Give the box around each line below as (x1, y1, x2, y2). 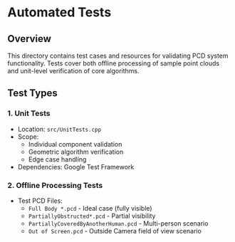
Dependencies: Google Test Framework (17, 162, 135, 171)
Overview (7, 33, 52, 45)
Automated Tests (7, 4, 112, 21)
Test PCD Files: (17, 196, 63, 205)
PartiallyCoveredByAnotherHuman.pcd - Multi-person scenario (28, 219, 209, 228)
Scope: (17, 132, 39, 141)
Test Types (7, 87, 58, 100)
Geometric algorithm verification (28, 147, 124, 156)
